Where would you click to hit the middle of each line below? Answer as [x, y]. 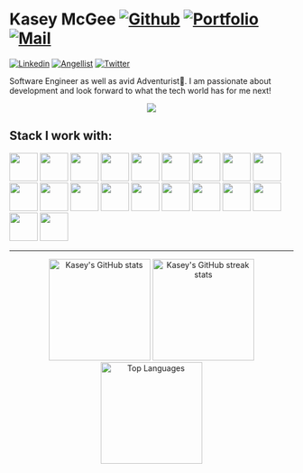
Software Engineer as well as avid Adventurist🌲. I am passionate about [141, 80]
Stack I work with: [61, 136]
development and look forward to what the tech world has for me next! [141, 90]
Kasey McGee [63, 19]
